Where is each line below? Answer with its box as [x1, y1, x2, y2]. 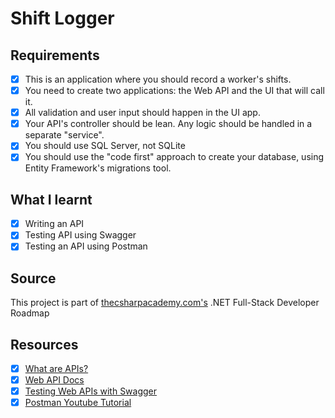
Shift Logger [10, 7, 115, 30]
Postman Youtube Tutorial [24, 397, 132, 409]
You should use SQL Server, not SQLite [24, 140, 186, 152]
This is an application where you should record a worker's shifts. [24, 73, 292, 85]
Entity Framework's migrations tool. [24, 162, 172, 174]
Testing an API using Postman [24, 240, 148, 252]
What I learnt [10, 191, 93, 208]
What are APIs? [24, 363, 89, 374]
